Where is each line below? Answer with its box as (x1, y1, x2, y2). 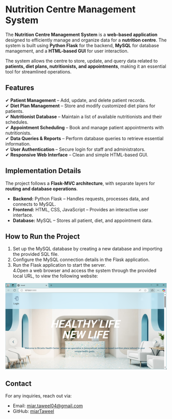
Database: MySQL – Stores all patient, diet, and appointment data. (12, 217, 153, 224)
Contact (5, 380, 32, 388)
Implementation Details (5, 167, 81, 175)
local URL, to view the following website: (12, 273, 98, 279)
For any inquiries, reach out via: (5, 393, 72, 399)
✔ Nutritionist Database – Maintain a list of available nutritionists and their (5, 113, 162, 119)
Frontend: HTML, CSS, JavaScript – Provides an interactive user (12, 206, 148, 212)
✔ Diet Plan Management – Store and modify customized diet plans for (5, 103, 156, 109)
